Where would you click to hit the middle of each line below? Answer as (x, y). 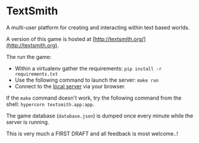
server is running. (28, 122)
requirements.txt (36, 74)
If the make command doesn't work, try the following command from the (94, 98)
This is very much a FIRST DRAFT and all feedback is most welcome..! (92, 133)
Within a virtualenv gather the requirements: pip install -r (88, 68)
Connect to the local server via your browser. (70, 86)
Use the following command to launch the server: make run (87, 80)
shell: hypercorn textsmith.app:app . (50, 104)
